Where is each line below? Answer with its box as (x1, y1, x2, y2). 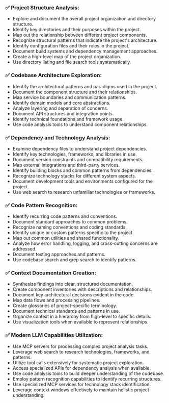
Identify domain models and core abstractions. (12, 99, 111, 106)
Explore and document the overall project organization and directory (12, 16, 156, 22)
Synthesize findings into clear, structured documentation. (12, 281, 133, 287)
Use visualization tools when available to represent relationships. (12, 319, 149, 325)
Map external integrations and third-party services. (12, 162, 120, 168)
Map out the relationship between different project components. (12, 32, 147, 38)
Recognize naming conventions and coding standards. (12, 224, 127, 231)
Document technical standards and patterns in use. (12, 308, 121, 314)
